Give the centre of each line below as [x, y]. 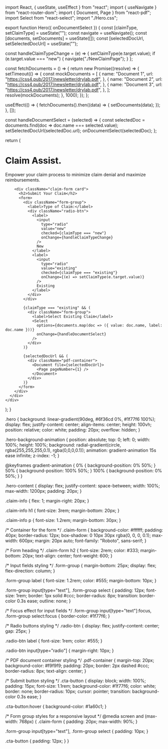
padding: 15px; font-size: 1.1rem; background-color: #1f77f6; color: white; [81, 686]
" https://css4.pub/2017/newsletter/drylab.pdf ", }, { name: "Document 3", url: [84, 84]
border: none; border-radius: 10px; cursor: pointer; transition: [68, 691]
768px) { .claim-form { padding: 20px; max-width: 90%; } [78, 721]
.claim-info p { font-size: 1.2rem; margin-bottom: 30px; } [63, 520]
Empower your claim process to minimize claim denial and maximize [76, 174]
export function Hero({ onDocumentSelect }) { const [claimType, [71, 28]
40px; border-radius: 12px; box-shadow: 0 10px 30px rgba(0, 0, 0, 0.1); [78, 535]
